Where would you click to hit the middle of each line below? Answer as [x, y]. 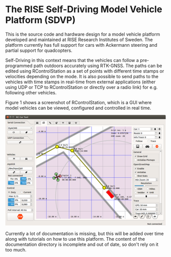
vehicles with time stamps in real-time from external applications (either [80, 82]
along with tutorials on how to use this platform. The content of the [75, 239]
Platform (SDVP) [40, 20]
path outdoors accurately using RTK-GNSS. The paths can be [98, 66]
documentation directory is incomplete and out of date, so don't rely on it [82, 244]
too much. [16, 250]
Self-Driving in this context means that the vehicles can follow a [72, 60]
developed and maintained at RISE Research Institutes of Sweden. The [79, 40]
